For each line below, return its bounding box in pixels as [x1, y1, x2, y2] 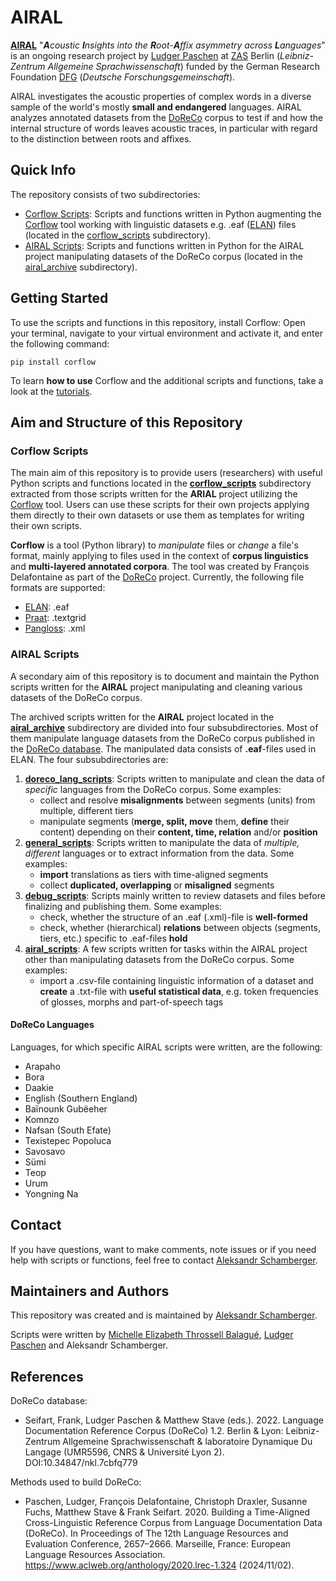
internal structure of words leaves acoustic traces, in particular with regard [10, 122, 318, 134]
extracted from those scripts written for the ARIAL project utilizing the [10, 488, 298, 500]
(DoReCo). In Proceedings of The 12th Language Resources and [24, 1527, 289, 1540]
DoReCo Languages [10, 1019, 95, 1031]
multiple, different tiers [39, 804, 134, 816]
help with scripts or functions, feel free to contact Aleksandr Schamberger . [10, 1254, 318, 1266]
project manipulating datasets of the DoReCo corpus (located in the [24, 250, 303, 262]
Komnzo [24, 1113, 60, 1125]
